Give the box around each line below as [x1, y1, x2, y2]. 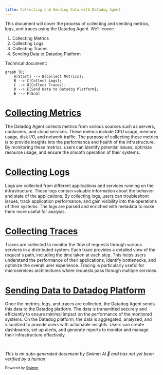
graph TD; [5, 69, 25, 75]
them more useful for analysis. [5, 208, 66, 214]
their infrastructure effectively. [5, 332, 66, 338]
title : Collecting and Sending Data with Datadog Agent [5, 7, 121, 12]
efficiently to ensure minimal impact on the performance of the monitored [5, 311, 152, 317]
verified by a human [5, 356, 46, 362]
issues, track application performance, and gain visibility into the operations [5, 198, 157, 204]
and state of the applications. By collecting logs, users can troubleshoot [5, 193, 149, 199]
